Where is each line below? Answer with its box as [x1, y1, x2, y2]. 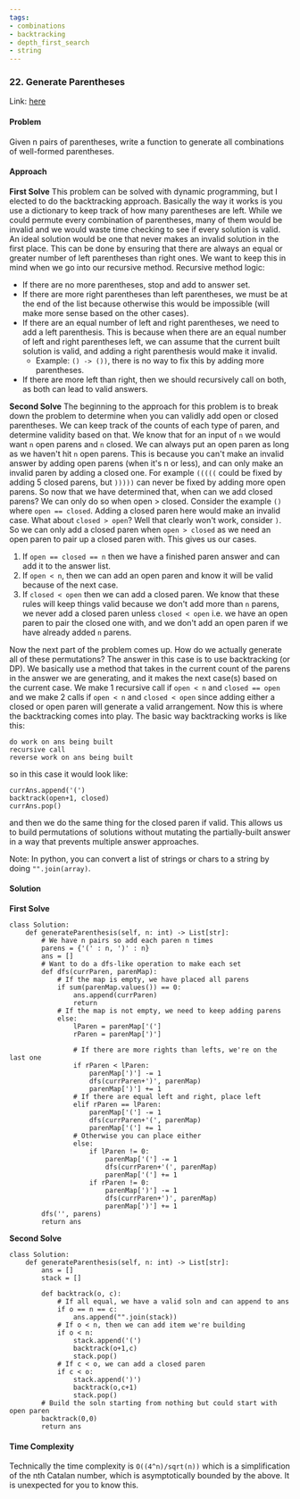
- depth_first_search [9, 37, 90, 47]
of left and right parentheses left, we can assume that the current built [21, 336, 280, 346]
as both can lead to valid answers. [21, 383, 149, 394]
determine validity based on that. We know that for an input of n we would [9, 429, 281, 440]
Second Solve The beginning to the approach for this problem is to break [9, 401, 279, 412]
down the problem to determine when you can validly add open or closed [9, 410, 279, 421]
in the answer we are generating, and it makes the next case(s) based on [9, 672, 278, 683]
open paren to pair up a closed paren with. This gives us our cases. [9, 533, 257, 545]
